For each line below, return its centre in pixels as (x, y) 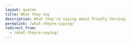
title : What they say (28, 14)
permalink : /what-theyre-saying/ (40, 23)
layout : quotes (21, 10)
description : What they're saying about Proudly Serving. (66, 19)
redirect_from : (21, 28)
